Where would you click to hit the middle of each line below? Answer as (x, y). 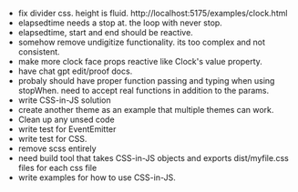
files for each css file (57, 168)
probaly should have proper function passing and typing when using (146, 81)
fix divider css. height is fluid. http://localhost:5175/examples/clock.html (153, 13)
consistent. (39, 52)
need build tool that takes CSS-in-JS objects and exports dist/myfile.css (153, 158)
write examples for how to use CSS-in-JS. (97, 177)
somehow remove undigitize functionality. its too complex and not (142, 42)
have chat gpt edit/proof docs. (75, 71)
